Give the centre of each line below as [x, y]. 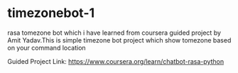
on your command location [47, 47]
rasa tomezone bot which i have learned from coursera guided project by [114, 33]
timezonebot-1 [51, 13]
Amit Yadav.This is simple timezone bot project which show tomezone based [119, 40]
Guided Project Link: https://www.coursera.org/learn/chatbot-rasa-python [116, 61]
